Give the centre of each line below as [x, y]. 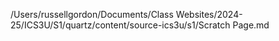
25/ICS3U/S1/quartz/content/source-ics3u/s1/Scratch [120, 25]
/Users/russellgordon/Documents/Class [92, 14]
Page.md [251, 25]
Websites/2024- [209, 14]
